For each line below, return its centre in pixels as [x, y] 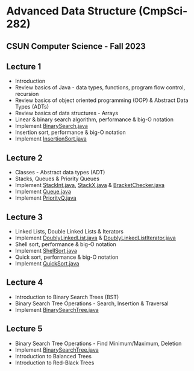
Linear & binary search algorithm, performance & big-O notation [94, 119]
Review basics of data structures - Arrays [67, 113]
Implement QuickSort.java [47, 264]
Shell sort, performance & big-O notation [65, 244]
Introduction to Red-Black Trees [55, 363]
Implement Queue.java [43, 192]
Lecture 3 [25, 217]
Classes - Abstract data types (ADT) [60, 173]
